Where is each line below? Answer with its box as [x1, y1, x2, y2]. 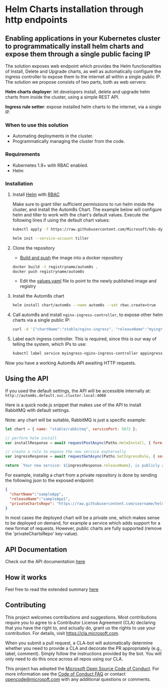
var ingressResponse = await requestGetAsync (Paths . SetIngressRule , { [5, 454, 155, 459]
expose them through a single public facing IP [5, 50, 151, 58]
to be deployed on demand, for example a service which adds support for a [5, 520, 161, 526]
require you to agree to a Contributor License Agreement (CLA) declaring [5, 619, 156, 625]
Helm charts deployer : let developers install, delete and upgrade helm [5, 89, 150, 95]
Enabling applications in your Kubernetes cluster [5, 34, 160, 43]
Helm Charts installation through [5, 4, 144, 15]
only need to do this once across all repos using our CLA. [5, 655, 123, 662]
